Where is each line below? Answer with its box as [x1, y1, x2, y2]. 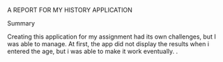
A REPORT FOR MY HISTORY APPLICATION [7, 6, 132, 14]
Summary [7, 19, 36, 27]
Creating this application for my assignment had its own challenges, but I [7, 32, 216, 41]
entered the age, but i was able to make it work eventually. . [7, 48, 178, 55]
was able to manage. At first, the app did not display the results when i [7, 40, 210, 48]
